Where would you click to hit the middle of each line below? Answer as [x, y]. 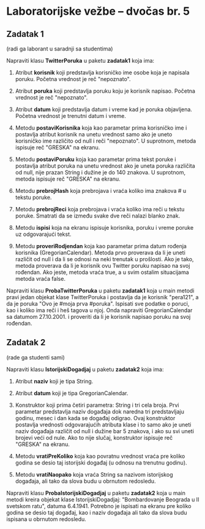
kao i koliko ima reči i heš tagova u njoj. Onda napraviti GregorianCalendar [99, 310]
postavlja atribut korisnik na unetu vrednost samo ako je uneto [94, 134]
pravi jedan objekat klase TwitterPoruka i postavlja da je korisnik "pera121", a [102, 297]
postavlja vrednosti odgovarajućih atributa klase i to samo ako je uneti [103, 425]
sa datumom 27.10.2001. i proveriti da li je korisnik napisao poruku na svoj [99, 317]
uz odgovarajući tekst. [43, 234]
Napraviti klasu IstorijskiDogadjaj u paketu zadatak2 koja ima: [85, 369]
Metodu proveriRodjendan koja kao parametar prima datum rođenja [101, 246]
